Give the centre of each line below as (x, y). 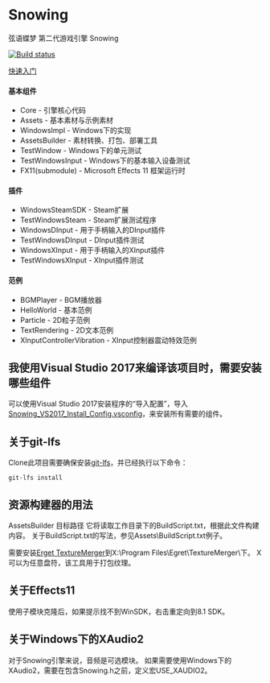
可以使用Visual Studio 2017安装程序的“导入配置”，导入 (98, 404)
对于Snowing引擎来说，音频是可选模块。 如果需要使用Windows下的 (120, 660)
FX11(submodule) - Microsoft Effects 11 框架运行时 (103, 171)
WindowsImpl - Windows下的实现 (76, 130)
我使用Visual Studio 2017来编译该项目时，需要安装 (135, 368)
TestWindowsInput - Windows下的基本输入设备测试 (105, 161)
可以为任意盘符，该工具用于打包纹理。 (72, 562)
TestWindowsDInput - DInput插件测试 (82, 240)
